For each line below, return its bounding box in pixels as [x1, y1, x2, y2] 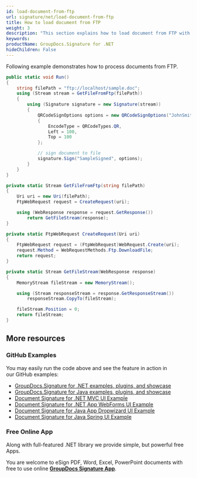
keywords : [6, 36, 30, 42]
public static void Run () [6, 74, 69, 80]
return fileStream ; [16, 312, 64, 318]
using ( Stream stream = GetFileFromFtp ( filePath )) [16, 90, 143, 97]
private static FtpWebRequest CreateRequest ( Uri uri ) [6, 231, 141, 237]
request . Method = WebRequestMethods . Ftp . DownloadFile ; [16, 248, 154, 253]
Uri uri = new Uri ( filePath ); [16, 194, 91, 199]
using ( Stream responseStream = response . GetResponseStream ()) [16, 290, 175, 296]
